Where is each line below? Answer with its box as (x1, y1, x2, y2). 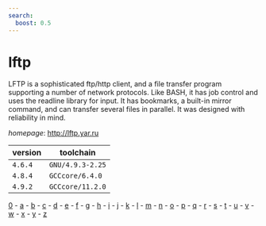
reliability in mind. (8, 113, 66, 123)
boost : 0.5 (15, 19, 52, 27)
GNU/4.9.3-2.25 (48, 160, 106, 170)
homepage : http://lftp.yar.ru (8, 128, 99, 138)
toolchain (59, 147, 97, 159)
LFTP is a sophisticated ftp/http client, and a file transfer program (8, 79, 222, 89)
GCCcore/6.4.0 (48, 171, 102, 181)
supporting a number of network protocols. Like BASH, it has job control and (8, 88, 258, 98)
